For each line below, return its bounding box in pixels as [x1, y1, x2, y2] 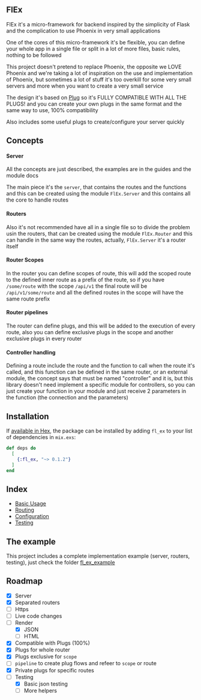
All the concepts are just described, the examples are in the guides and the [6, 166, 191, 173]
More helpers [23, 687, 57, 694]
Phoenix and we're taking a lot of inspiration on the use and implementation [6, 69, 193, 77]
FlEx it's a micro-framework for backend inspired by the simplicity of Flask [6, 20, 190, 28]
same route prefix [6, 295, 50, 302]
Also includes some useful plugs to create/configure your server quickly [6, 118, 185, 125]
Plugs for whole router [14, 646, 70, 653]
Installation [6, 411, 49, 422]
